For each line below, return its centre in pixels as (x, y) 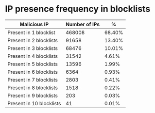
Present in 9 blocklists (33, 96)
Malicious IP (34, 24)
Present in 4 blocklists (33, 56)
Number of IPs (83, 24)
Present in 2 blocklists (33, 40)
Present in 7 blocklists (33, 80)
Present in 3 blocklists (33, 48)
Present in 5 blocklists (33, 64)
